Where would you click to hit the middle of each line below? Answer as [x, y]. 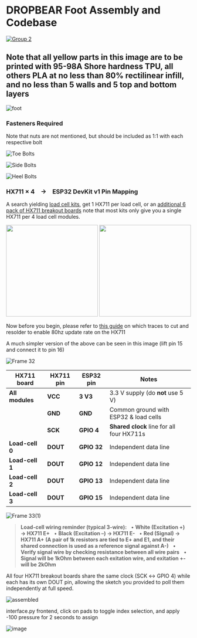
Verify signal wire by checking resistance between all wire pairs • [103, 552]
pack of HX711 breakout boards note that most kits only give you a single [94, 211]
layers [18, 94]
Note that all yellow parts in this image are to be [95, 57]
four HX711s [127, 434]
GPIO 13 [91, 481]
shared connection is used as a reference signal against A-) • [98, 546]
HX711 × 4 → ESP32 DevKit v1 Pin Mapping [72, 191]
